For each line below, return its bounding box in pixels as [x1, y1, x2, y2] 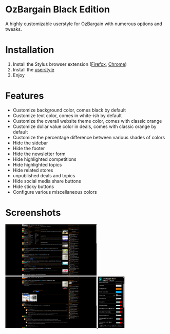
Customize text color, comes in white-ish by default [12, 112, 122, 119]
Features [5, 90, 44, 102]
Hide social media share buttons [12, 178, 81, 184]
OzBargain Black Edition [5, 4, 110, 15]
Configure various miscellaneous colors [12, 189, 97, 195]
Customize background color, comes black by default [12, 107, 126, 113]
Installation [5, 44, 54, 56]
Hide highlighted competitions [12, 156, 77, 162]
